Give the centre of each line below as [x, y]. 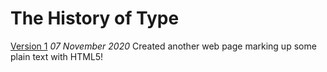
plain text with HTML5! [57, 56]
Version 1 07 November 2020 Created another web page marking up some [163, 46]
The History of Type [95, 18]
